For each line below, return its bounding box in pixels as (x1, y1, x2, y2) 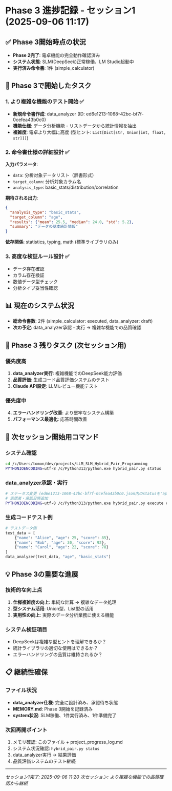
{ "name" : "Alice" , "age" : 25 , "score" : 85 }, (14, 535, 111, 540)
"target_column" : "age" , (10, 214, 63, 220)
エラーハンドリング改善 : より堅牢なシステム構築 (12, 410, 114, 416)
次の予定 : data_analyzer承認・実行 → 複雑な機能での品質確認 (12, 324, 142, 331)
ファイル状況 (5, 687, 37, 694)
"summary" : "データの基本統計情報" (10, 224, 78, 229)
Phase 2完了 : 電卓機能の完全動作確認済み (12, 52, 101, 58)
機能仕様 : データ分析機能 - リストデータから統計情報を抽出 (12, 123, 137, 129)
